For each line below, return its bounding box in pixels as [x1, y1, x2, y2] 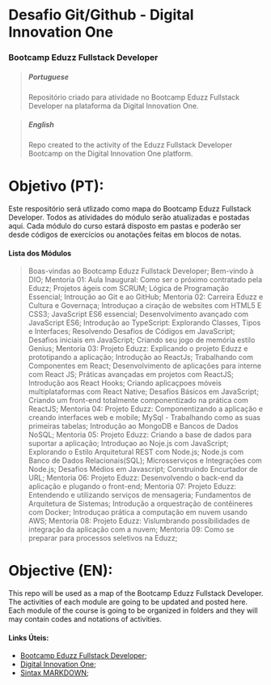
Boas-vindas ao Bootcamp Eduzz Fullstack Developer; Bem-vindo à [28, 266, 254, 276]
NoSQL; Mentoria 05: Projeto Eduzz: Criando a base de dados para [28, 430, 252, 439]
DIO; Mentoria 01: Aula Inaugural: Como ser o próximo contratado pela [28, 275, 263, 285]
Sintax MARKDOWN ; [19, 668, 89, 678]
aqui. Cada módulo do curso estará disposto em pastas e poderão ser [8, 220, 241, 230]
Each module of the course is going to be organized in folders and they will [8, 606, 258, 615]
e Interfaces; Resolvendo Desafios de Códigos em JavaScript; [28, 327, 235, 336]
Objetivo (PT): [8, 177, 104, 195]
